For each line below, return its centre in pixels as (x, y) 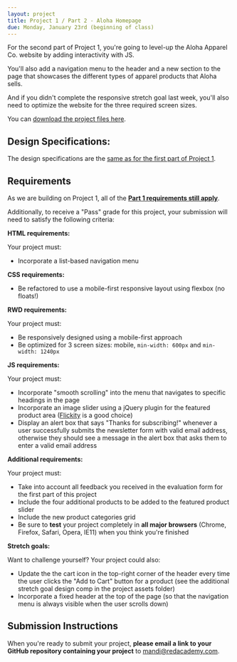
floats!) (28, 296)
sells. (15, 84)
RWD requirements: (37, 310)
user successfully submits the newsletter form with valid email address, (122, 430)
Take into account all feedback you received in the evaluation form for (120, 487)
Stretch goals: (29, 546)
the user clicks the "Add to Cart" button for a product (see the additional (123, 581)
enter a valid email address (57, 445)
